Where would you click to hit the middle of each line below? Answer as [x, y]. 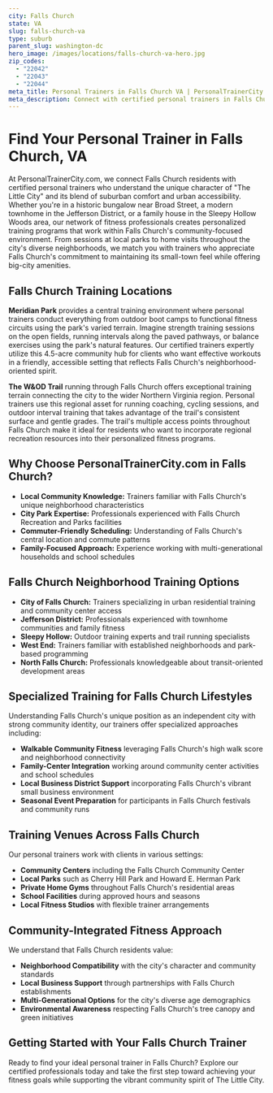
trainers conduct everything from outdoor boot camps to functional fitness [133, 319]
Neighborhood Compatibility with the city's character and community [138, 966]
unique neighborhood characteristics [82, 505]
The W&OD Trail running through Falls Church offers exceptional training [130, 386]
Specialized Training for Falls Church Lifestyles [130, 697]
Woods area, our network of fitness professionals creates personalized [127, 222]
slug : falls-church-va [47, 31]
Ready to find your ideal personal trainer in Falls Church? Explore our [123, 1062]
